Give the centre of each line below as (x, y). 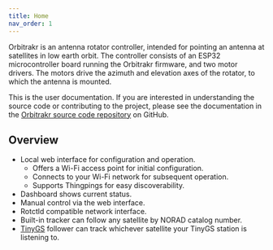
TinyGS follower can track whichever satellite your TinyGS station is (134, 229)
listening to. (39, 238)
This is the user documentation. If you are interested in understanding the (131, 97)
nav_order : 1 (30, 24)
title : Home (28, 16)
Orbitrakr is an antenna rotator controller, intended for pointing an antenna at (136, 46)
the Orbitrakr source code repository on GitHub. (89, 114)
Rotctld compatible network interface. (83, 212)
